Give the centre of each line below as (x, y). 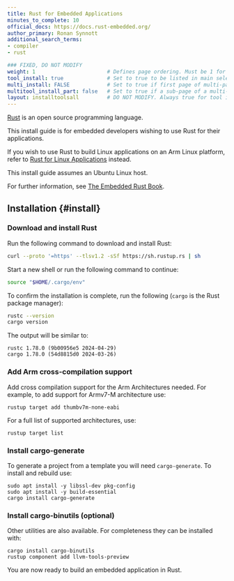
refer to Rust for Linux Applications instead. (69, 159)
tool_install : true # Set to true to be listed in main (110, 78)
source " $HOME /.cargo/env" (46, 282)
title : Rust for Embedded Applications (65, 14)
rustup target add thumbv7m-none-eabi (63, 407)
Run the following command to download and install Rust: (89, 243)
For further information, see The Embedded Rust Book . (86, 186)
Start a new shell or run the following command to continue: (93, 269)
